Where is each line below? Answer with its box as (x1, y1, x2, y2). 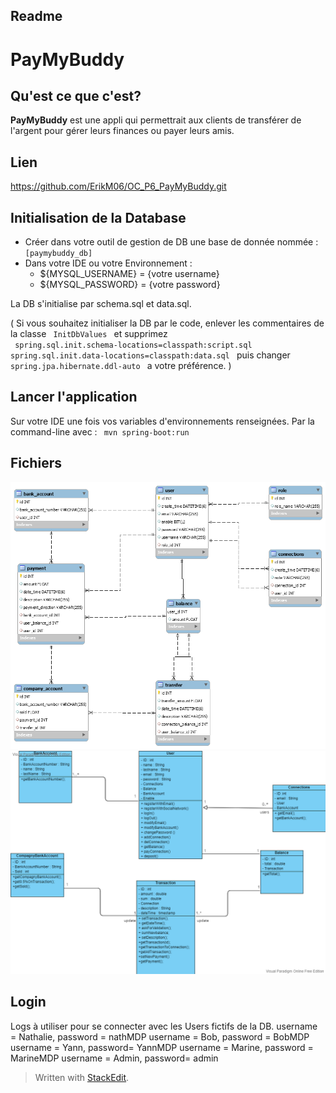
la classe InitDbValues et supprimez (10, 328, 168, 340)
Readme (10, 8, 63, 25)
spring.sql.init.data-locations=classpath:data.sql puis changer (10, 349, 291, 361)
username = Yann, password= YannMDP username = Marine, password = (10, 1041, 314, 1053)
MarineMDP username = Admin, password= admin (10, 1052, 219, 1064)
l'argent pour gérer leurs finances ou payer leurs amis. (10, 125, 235, 137)
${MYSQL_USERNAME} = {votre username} (39, 268, 220, 280)
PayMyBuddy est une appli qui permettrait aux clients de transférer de (10, 114, 302, 126)
